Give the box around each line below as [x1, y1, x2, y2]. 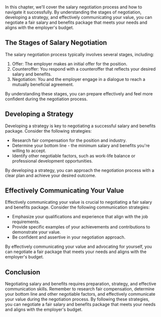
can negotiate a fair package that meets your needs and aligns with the [5, 249, 146, 255]
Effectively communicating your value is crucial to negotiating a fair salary [5, 199, 152, 205]
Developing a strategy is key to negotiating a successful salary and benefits [5, 123, 156, 129]
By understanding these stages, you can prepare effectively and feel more [5, 91, 153, 96]
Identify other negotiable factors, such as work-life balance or [12, 152, 135, 159]
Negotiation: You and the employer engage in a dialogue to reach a [12, 76, 146, 82]
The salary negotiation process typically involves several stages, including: [5, 51, 154, 57]
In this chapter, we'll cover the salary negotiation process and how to [5, 4, 143, 10]
